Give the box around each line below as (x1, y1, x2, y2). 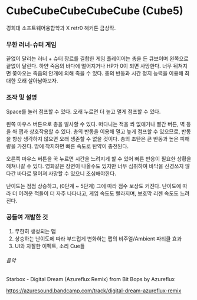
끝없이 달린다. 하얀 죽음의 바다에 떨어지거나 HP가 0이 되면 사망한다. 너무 (6, 62, 172, 70)
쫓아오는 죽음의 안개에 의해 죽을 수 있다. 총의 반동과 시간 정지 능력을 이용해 (12, 70, 184, 77)
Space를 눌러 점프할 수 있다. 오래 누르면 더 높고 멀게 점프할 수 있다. (6, 108, 161, 115)
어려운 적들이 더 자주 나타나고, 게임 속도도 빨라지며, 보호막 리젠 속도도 (18, 190, 179, 197)
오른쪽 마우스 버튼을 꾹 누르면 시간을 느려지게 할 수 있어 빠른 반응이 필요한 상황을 (6, 155, 192, 162)
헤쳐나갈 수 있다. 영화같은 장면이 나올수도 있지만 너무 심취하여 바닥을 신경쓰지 (6, 162, 184, 169)
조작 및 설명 (6, 93, 37, 101)
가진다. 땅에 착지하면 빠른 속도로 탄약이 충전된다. (17, 143, 129, 150)
